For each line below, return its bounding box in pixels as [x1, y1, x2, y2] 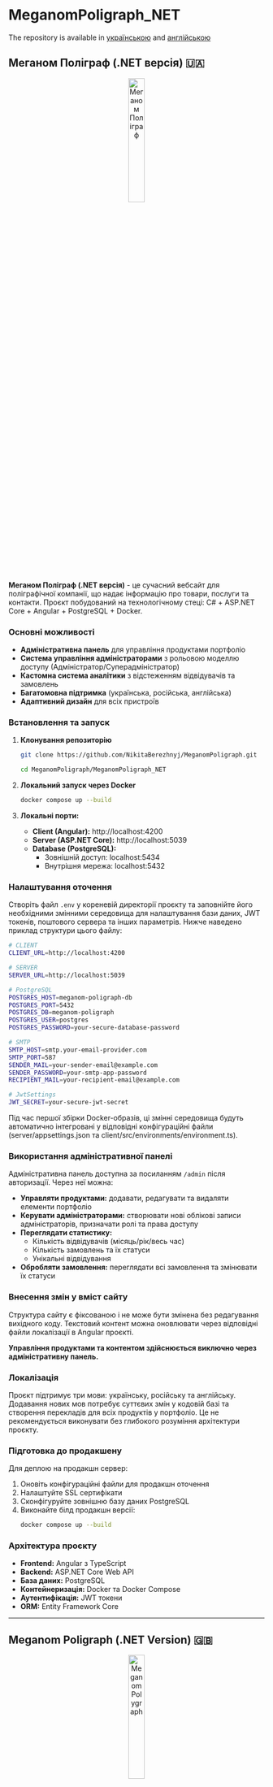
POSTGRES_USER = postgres [8, 1016, 89, 1025]
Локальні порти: [19, 810, 80, 820]
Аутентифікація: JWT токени [19, 1593, 123, 1603]
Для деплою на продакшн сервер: [8, 1464, 128, 1473]
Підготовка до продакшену [8, 1445, 122, 1456]
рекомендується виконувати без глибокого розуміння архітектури [8, 1416, 240, 1425]
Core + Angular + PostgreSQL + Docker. [8, 605, 143, 615]
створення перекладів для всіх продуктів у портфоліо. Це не [8, 1407, 219, 1417]
